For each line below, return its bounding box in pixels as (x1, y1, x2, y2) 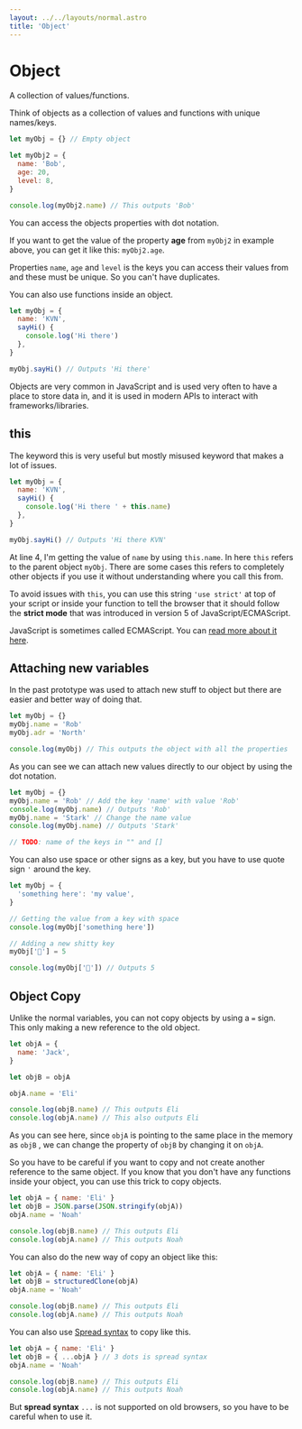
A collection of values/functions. (9, 90, 130, 101)
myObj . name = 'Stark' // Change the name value (9, 813, 192, 822)
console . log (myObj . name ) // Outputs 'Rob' (9, 805, 171, 814)
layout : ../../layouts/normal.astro (9, 13, 147, 23)
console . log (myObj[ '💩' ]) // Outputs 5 (9, 963, 155, 973)
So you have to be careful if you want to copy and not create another (9, 1157, 266, 1168)
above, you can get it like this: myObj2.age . (9, 244, 165, 255)
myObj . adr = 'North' (9, 728, 87, 738)
